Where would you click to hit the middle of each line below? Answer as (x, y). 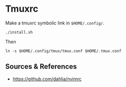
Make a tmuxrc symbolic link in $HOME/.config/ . (55, 23)
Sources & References (41, 67)
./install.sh (19, 32)
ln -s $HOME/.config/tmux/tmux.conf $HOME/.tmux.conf (64, 51)
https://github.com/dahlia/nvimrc (47, 79)
